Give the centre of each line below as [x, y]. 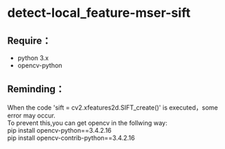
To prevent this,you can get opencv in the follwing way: [87, 123]
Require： [29, 40]
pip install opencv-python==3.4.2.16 [59, 130]
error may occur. [32, 115]
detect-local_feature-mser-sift [99, 13]
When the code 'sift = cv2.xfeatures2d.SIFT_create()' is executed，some [112, 108]
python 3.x [33, 58]
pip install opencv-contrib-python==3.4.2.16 [71, 138]
